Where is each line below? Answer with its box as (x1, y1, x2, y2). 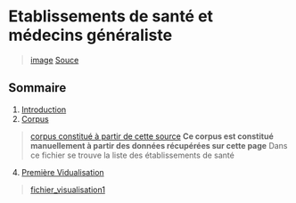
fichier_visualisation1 (29, 184, 106, 195)
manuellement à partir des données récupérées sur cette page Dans (29, 140, 288, 150)
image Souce (29, 54, 79, 65)
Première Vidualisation (21, 166, 104, 177)
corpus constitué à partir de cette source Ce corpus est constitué (29, 131, 274, 142)
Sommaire (8, 80, 67, 95)
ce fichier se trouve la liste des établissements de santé (29, 150, 235, 160)
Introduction (21, 104, 67, 115)
